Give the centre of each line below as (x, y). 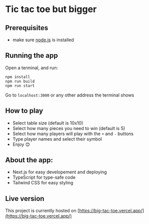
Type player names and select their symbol (57, 139)
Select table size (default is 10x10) (48, 123)
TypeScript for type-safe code (44, 177)
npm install (18, 77)
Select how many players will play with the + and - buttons (73, 134)
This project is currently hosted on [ (42, 211)
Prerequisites (27, 28)
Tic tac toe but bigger (51, 9)
